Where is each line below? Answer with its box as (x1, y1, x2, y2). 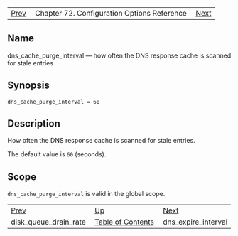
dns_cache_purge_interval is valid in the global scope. (7, 190, 166, 198)
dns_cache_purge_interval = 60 (7, 98, 100, 105)
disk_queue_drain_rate (11, 217, 87, 227)
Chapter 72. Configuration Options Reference (35, 9, 187, 18)
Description (7, 117, 60, 130)
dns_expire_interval (163, 217, 228, 227)
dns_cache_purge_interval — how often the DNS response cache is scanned (7, 51, 232, 60)
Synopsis (7, 80, 50, 92)
